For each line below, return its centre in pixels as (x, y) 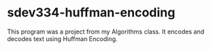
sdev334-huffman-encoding (91, 13)
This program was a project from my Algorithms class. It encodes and (106, 32)
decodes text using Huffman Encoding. (63, 38)
